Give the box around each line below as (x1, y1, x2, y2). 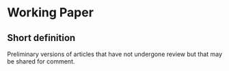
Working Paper (7, 5, 94, 20)
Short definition (7, 32, 76, 44)
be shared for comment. (7, 57, 75, 66)
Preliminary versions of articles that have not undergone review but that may (7, 50, 223, 58)
